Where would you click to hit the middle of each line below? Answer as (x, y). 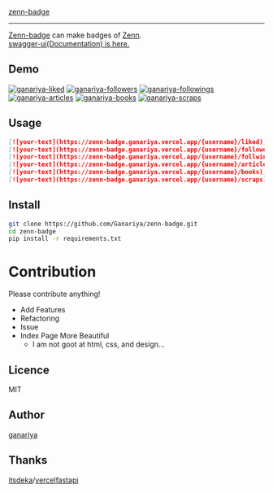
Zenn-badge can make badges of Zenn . (75, 35)
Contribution (52, 271)
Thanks (28, 460)
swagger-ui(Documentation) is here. (69, 44)
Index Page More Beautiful (65, 336)
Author (26, 415)
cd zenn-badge (32, 231)
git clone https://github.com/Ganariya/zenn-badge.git (103, 224)
